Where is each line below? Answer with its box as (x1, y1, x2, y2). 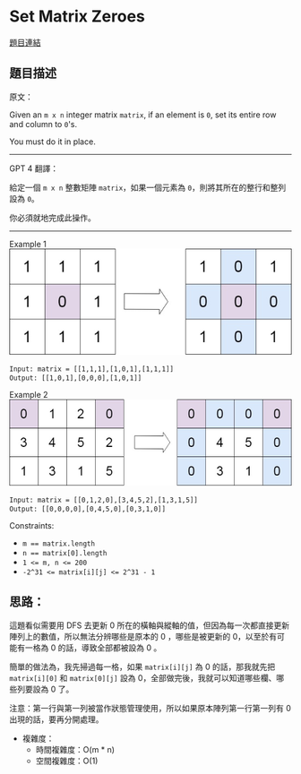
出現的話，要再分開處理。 (9, 714, 104, 725)
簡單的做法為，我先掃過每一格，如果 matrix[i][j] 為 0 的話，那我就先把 (9, 661, 276, 672)
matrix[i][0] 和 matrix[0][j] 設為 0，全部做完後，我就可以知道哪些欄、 (9, 672, 277, 683)
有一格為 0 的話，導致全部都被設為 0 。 (16, 642, 162, 653)
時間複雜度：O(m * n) (35, 744, 115, 754)
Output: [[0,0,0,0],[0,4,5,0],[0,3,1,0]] (9, 504, 167, 513)
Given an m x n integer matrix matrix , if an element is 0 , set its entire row (9, 109, 277, 120)
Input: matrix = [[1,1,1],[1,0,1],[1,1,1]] (9, 365, 175, 374)
